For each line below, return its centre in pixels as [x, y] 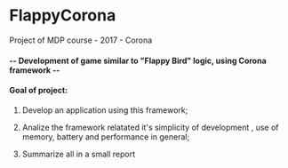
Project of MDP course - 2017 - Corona [81, 40]
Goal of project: [39, 91]
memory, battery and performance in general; [106, 136]
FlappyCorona [63, 16]
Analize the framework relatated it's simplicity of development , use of [150, 127]
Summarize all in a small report [79, 154]
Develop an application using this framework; [105, 110]
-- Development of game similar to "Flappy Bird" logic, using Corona [138, 60]
